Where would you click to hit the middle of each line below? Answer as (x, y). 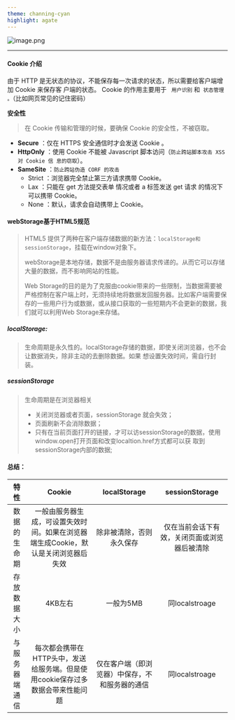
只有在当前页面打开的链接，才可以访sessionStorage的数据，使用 (128, 432)
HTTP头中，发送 (59, 658)
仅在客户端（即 (121, 664)
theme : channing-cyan (39, 14)
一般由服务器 (56, 511)
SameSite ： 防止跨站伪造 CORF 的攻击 (69, 169)
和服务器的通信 (124, 685)
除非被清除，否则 (124, 532)
